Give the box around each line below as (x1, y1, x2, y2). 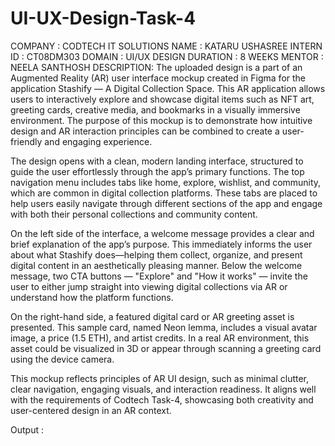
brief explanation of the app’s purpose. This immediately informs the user (10, 238, 313, 250)
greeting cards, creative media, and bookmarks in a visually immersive (10, 103, 301, 116)
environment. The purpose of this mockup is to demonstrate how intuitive (10, 114, 313, 126)
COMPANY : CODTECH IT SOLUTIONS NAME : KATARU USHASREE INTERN (10, 40, 323, 52)
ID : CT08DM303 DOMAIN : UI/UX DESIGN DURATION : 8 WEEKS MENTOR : (10, 50, 324, 62)
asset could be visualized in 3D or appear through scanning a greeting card (10, 342, 322, 354)
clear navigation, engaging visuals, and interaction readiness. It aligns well (10, 383, 317, 395)
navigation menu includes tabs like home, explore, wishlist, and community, (10, 176, 322, 188)
